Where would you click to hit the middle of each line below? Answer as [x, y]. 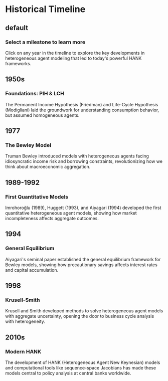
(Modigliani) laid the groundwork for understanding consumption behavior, [82, 110]
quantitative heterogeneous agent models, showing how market [71, 213]
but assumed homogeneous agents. [42, 115]
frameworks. [18, 63]
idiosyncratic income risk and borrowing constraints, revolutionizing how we [84, 161]
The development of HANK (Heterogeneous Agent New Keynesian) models [83, 362]
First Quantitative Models [37, 197]
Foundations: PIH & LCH [35, 94]
